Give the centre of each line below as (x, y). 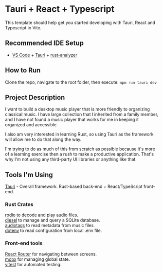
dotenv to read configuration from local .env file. (54, 230)
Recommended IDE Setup (45, 43)
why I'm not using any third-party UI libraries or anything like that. (71, 159)
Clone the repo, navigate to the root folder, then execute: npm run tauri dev (81, 82)
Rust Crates (19, 204)
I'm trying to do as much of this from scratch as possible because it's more (80, 149)
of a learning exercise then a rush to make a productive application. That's (80, 154)
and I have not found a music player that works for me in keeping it (72, 120)
